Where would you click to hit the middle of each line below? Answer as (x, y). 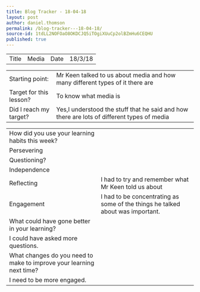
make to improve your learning (52, 263)
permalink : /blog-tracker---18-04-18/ (54, 28)
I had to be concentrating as (140, 196)
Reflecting (24, 183)
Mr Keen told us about (132, 187)
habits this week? (33, 141)
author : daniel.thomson (36, 23)
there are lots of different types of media (113, 117)
